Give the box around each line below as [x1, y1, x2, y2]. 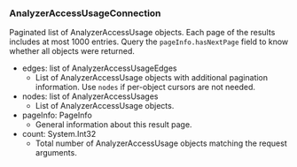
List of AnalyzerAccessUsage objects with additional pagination [35, 72, 269, 83]
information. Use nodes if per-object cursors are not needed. [35, 82, 255, 93]
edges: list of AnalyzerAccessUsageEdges [21, 63, 177, 73]
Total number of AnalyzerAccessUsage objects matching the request [35, 138, 287, 148]
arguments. [35, 148, 77, 158]
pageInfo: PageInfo [21, 110, 93, 121]
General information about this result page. [35, 119, 192, 130]
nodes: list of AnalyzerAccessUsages [21, 91, 159, 102]
